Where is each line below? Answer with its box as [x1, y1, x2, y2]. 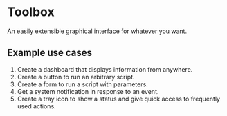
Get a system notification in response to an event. [17, 87, 159, 95]
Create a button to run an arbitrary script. [17, 72, 135, 81]
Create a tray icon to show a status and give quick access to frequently [17, 95, 220, 103]
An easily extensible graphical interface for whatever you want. [7, 27, 188, 35]
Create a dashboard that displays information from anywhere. [17, 65, 193, 73]
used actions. [17, 101, 57, 110]
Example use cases [7, 47, 92, 59]
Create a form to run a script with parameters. [17, 80, 149, 88]
